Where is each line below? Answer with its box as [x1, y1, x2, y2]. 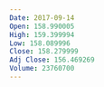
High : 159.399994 [9, 30, 75, 39]
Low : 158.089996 [9, 38, 71, 48]
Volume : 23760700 [9, 64, 75, 73]
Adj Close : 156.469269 [9, 55, 95, 64]
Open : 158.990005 [9, 22, 75, 31]
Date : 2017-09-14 [9, 13, 75, 23]
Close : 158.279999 [9, 47, 79, 56]
